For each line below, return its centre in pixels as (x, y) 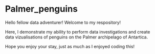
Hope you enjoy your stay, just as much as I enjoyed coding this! (70, 46)
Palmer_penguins (42, 9)
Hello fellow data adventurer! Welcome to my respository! (63, 22)
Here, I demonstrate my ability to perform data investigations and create (78, 32)
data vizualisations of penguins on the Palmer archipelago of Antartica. (77, 37)
